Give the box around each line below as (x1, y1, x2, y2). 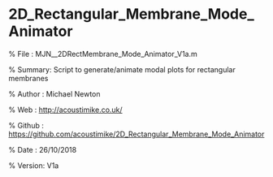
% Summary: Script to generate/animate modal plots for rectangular (8, 64, 236, 74)
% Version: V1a (8, 160, 59, 171)
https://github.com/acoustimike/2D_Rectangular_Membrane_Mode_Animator (8, 129, 265, 139)
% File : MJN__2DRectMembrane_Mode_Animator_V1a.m (8, 49, 197, 58)
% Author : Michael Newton (8, 88, 101, 98)
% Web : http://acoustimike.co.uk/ (8, 105, 123, 114)
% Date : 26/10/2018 (8, 145, 77, 154)
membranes (8, 73, 49, 83)
